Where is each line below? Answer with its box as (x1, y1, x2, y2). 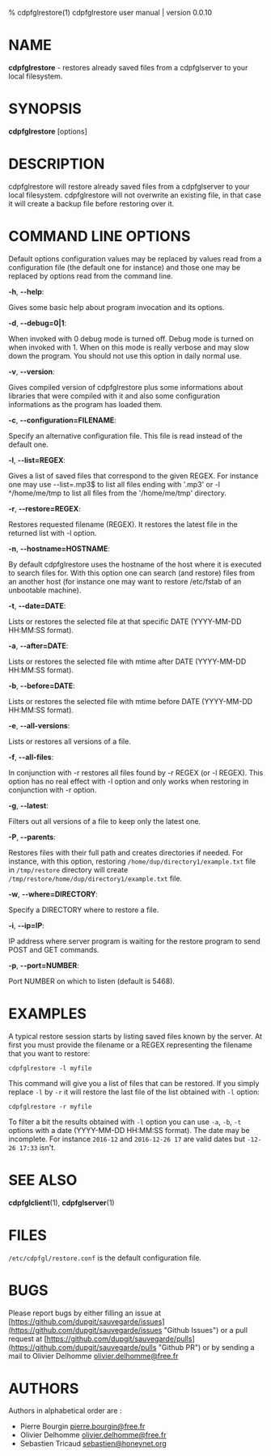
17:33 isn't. (19, 1142, 57, 1152)
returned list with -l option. (8, 528, 97, 537)
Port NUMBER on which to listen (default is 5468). (8, 976, 176, 986)
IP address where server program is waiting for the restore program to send (8, 936, 260, 946)
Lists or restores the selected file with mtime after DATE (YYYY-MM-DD (8, 656, 247, 666)
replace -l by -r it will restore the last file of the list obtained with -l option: (8, 1087, 260, 1097)
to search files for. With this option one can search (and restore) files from (8, 567, 256, 578)
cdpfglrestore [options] (8, 126, 87, 136)
